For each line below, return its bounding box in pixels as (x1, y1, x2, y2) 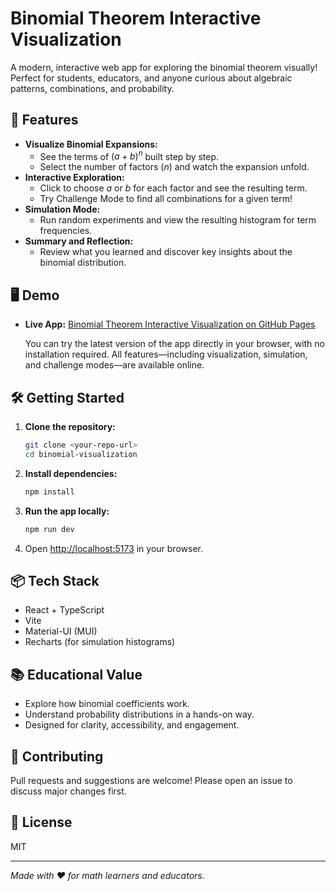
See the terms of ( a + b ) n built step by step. (39, 148, 220, 162)
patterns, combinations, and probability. (10, 82, 175, 94)
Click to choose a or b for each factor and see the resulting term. (39, 182, 308, 194)
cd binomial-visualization (24, 449, 138, 459)
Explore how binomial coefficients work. (24, 698, 190, 710)
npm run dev (24, 524, 75, 534)
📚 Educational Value (10, 666, 143, 683)
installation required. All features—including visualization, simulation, (24, 348, 308, 361)
